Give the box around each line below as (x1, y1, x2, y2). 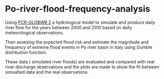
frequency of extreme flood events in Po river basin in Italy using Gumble (5, 44, 153, 50)
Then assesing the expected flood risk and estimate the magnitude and (5, 39, 149, 45)
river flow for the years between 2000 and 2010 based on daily (5, 24, 132, 30)
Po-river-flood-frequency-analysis (5, 3, 150, 15)
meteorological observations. (5, 30, 64, 35)
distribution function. (5, 49, 47, 55)
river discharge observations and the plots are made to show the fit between (5, 64, 160, 70)
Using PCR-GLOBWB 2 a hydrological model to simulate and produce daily (5, 19, 155, 25)
